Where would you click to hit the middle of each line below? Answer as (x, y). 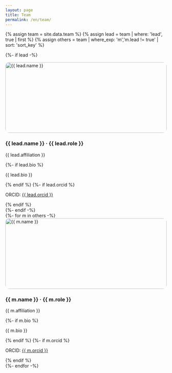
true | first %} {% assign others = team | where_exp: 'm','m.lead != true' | (82, 40)
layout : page (19, 10)
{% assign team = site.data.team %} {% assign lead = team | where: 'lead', (84, 34)
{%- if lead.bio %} (24, 164)
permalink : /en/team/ (28, 20)
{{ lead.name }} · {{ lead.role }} (45, 143)
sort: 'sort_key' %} (25, 45)
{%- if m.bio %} (22, 320)
